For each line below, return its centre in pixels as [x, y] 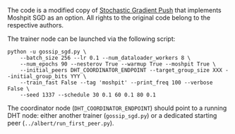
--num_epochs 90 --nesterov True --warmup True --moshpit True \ [118, 64]
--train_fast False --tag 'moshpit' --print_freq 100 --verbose [116, 83]
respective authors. [36, 25]
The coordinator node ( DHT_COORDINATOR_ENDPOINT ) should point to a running [117, 108]
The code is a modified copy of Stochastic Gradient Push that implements [114, 10]
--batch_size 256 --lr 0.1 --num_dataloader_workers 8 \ [106, 58]
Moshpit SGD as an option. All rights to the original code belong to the [109, 18]
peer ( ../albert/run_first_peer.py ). [61, 123]
